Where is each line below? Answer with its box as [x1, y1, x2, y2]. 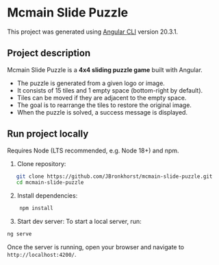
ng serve [7, 231, 32, 238]
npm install [19, 205, 53, 212]
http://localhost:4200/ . [7, 251, 77, 259]
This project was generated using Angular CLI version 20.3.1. [7, 27, 179, 36]
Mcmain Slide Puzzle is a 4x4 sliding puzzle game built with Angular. [7, 65, 203, 73]
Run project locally [7, 128, 89, 140]
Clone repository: [16, 159, 66, 168]
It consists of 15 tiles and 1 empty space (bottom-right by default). [16, 86, 203, 94]
